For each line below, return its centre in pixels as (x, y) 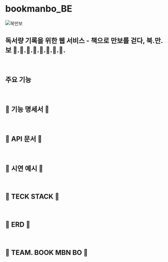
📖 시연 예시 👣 (24, 169)
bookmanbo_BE (39, 9)
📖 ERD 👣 (18, 225)
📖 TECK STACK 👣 (32, 197)
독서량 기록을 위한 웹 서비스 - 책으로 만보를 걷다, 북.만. (84, 41)
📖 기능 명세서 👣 (27, 109)
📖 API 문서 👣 (24, 139)
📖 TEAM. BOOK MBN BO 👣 (47, 253)
